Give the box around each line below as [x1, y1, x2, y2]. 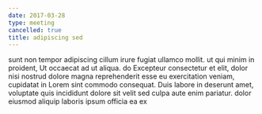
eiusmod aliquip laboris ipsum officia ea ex [8, 97, 148, 106]
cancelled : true [8, 26, 62, 34]
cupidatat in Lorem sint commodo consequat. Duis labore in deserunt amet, [8, 80, 254, 90]
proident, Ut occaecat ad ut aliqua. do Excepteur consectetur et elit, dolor [8, 64, 248, 73]
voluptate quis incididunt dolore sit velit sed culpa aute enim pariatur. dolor [8, 88, 252, 98]
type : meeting [8, 19, 55, 27]
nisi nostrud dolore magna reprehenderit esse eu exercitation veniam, [8, 72, 235, 81]
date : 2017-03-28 [8, 11, 66, 20]
